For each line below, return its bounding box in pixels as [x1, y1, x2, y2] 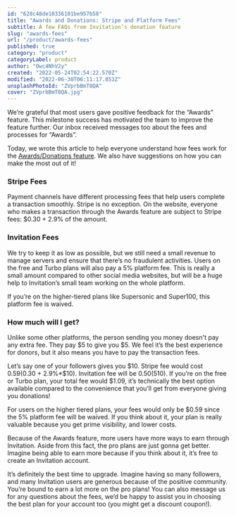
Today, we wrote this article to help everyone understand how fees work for [7, 144, 228, 153]
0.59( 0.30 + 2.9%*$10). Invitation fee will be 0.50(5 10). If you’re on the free [7, 369, 227, 378]
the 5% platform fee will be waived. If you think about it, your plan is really [7, 413, 223, 421]
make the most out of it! [7, 159, 76, 167]
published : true [7, 43, 55, 50]
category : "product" [7, 50, 68, 57]
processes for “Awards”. [7, 131, 77, 139]
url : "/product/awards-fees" [7, 37, 93, 44]
